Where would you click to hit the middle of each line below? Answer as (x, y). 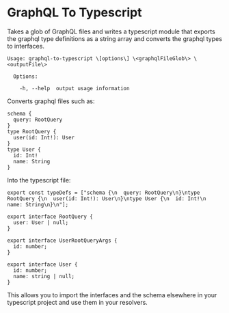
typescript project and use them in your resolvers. (78, 302)
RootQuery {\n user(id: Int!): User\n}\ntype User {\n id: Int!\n (107, 199)
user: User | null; (41, 222)
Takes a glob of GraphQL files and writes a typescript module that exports (111, 31)
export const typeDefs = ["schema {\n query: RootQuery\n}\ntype (104, 193)
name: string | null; (44, 276)
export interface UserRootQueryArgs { (62, 241)
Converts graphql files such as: (51, 101)
